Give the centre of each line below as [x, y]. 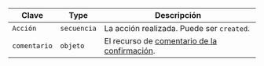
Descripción [178, 15]
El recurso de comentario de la [161, 41]
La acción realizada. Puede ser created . [177, 28]
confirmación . [130, 51]
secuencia [78, 28]
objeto [72, 46]
